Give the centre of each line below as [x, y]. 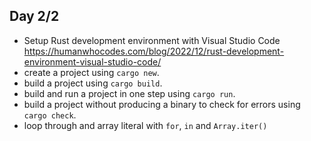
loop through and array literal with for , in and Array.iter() [145, 125]
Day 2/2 [34, 16]
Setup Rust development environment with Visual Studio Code [152, 40]
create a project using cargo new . [91, 72]
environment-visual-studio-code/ [92, 61]
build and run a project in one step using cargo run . [129, 93]
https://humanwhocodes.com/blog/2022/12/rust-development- [154, 51]
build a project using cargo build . [93, 83]
